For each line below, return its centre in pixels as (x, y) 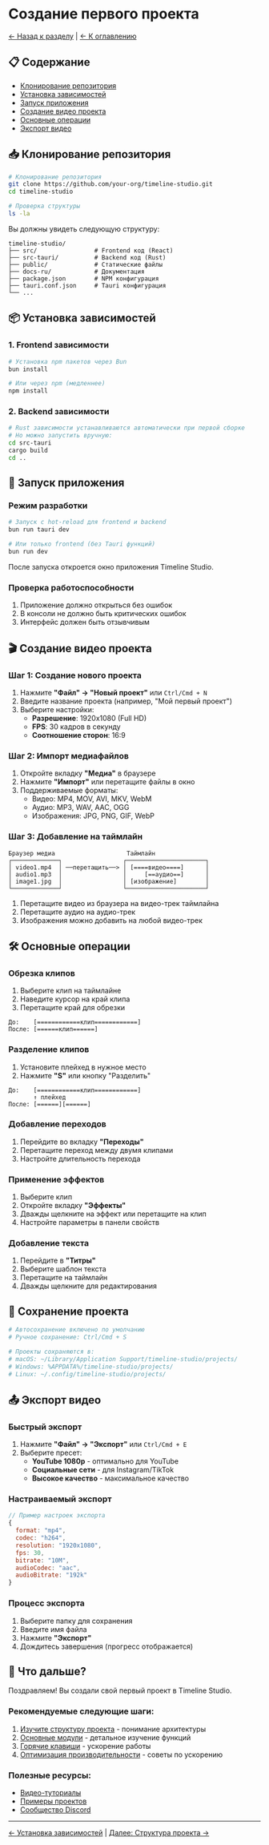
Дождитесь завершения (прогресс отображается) (106, 1646)
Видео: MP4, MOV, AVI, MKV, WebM (92, 799)
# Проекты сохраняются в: (51, 1352)
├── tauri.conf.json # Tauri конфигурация (87, 285)
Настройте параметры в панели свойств (90, 1223)
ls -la (19, 214)
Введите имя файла (53, 1629)
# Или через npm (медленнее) (57, 384)
